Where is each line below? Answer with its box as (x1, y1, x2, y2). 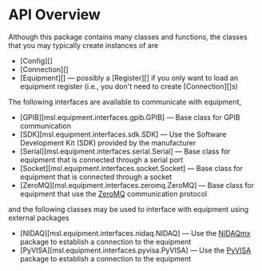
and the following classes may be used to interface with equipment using (8, 204, 249, 213)
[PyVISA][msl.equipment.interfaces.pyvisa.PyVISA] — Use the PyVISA (19, 245, 252, 255)
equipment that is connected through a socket (19, 172, 173, 181)
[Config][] (19, 56, 54, 66)
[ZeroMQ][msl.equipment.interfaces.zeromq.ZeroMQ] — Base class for (19, 180, 255, 189)
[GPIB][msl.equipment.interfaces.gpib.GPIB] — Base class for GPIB (19, 112, 240, 122)
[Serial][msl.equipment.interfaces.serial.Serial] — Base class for (19, 146, 231, 156)
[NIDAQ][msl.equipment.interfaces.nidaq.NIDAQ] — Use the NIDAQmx (19, 228, 251, 237)
